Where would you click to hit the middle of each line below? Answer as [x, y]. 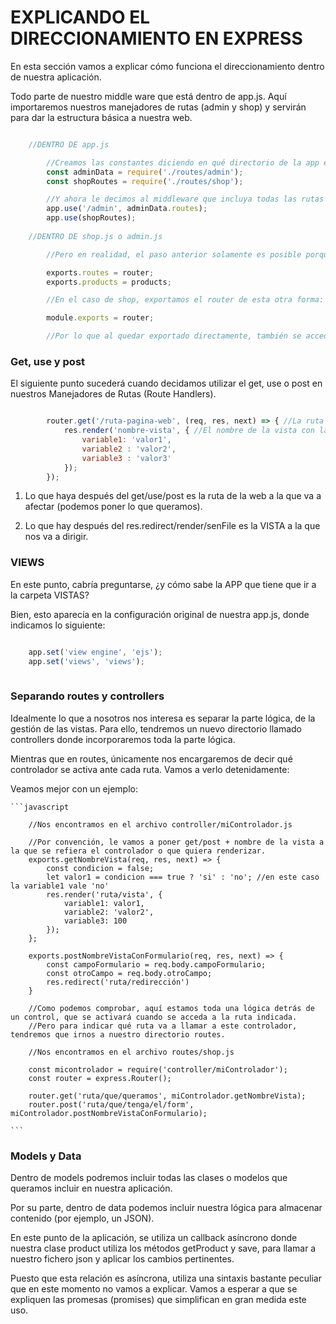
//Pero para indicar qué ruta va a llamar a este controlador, [163, 1026]
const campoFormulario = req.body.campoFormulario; [156, 964]
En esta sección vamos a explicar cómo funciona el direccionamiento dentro [167, 66]
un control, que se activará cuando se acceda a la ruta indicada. [154, 1017]
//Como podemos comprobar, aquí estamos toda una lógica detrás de [171, 1008]
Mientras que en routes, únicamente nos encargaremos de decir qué [151, 758]
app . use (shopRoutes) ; [91, 218]
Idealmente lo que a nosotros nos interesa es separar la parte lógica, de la [163, 718]
